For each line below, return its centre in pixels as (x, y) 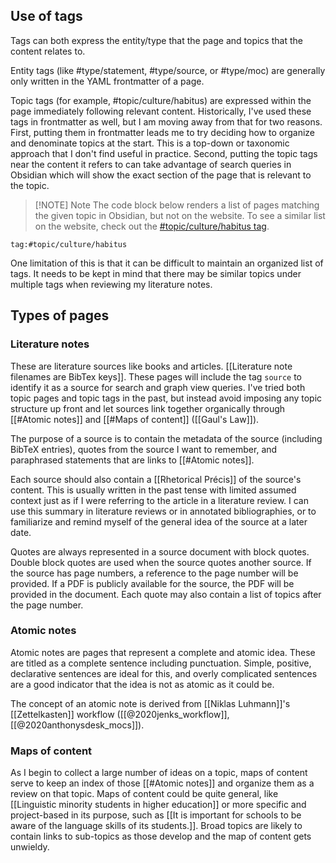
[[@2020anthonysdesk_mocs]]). (77, 725)
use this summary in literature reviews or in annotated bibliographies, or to (163, 511)
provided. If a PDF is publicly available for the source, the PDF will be (152, 583)
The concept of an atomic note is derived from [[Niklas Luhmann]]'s (150, 703)
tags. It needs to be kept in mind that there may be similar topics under (156, 273)
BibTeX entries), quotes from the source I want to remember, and (144, 449)
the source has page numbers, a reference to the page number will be (154, 573)
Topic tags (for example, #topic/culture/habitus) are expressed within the (161, 100)
